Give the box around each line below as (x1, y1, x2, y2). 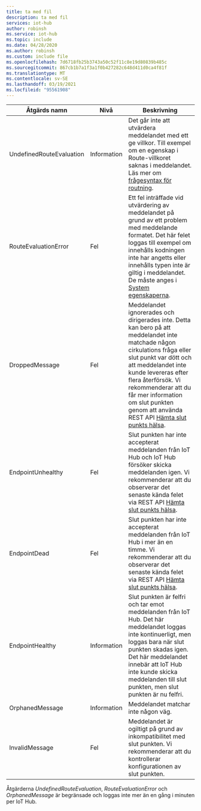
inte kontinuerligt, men (128, 630, 191, 638)
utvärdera (128, 124, 156, 132)
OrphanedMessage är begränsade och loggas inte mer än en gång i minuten (6, 791, 195, 798)
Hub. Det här (128, 615, 165, 623)
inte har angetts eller (128, 253, 187, 262)
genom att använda (128, 406, 183, 414)
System (128, 283, 150, 292)
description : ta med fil (6, 14, 68, 20)
